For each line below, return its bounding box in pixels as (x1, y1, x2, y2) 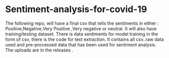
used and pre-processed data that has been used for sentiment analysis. (5, 41, 156, 47)
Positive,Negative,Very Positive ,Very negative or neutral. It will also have (5, 25, 157, 31)
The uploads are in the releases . (5, 47, 74, 53)
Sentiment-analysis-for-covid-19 (5, 4, 147, 15)
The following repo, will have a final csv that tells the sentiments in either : (5, 20, 159, 26)
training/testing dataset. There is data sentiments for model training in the (5, 31, 158, 37)
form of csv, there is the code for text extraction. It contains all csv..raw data (5, 36, 164, 42)
